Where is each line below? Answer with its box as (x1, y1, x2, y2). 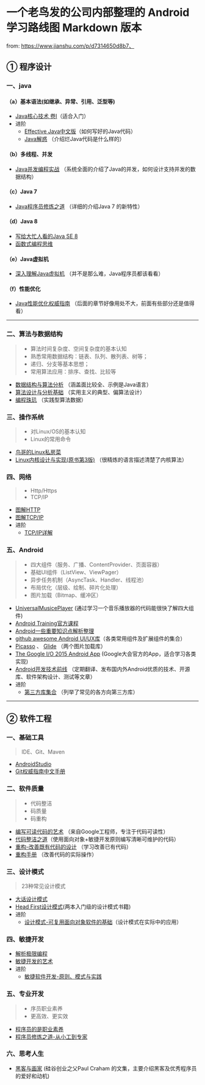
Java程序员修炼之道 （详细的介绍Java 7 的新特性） (15, 203, 143, 210)
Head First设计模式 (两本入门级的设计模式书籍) (15, 903, 131, 910)
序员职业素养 (30, 1004, 63, 1012)
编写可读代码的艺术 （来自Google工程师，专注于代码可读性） (15, 827, 169, 835)
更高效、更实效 (30, 1012, 68, 1020)
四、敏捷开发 (6, 935, 45, 943)
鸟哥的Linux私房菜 (15, 449, 62, 456)
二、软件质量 (6, 785, 45, 793)
